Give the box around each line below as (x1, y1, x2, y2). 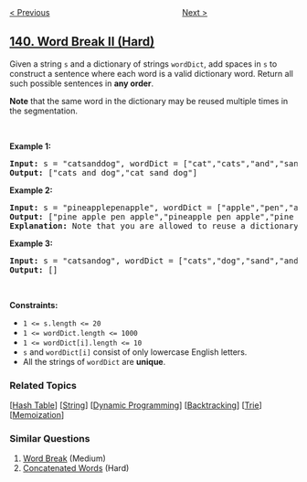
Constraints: (9, 299, 58, 310)
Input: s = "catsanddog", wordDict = (9, 158, 179, 168)
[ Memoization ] (9, 410, 65, 421)
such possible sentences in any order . (9, 78, 154, 89)
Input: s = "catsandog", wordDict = (9, 255, 174, 266)
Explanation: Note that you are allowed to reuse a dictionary (9, 220, 299, 230)
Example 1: (9, 140, 52, 152)
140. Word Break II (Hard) (9, 34, 155, 49)
